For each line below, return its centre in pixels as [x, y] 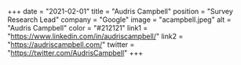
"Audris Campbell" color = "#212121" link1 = [78, 28]
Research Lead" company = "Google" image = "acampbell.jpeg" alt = [119, 20]
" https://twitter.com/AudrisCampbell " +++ [75, 53]
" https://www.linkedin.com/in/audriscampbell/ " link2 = [95, 36]
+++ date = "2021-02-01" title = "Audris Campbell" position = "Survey [120, 11]
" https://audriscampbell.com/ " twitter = [71, 45]
